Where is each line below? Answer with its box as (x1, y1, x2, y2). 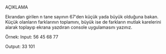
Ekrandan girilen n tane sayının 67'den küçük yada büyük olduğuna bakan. (5, 14, 158, 19)
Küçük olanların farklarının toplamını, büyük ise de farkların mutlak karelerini (5, 19, 161, 25)
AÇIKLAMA (5, 4, 28, 10)
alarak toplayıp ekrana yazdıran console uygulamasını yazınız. (5, 24, 132, 30)
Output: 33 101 (5, 44, 35, 49)
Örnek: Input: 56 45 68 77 (5, 34, 58, 40)
